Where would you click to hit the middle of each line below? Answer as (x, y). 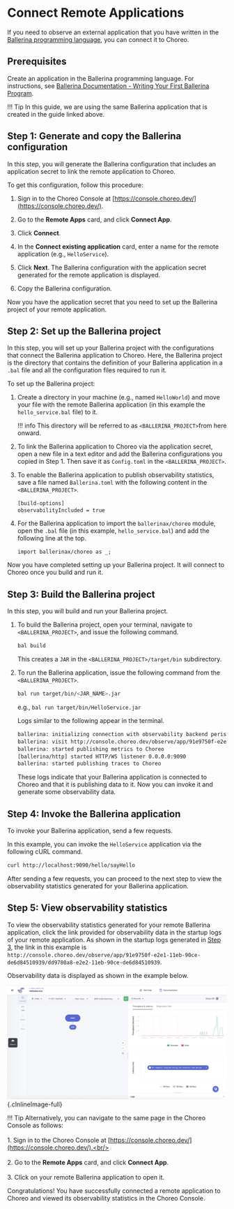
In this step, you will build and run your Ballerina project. (88, 611)
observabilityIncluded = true (61, 511)
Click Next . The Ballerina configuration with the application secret (112, 268)
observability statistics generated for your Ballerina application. (98, 886)
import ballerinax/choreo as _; (64, 552)
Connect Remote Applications (96, 13)
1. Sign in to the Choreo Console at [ (59, 1140)
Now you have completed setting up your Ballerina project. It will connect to (116, 565)
